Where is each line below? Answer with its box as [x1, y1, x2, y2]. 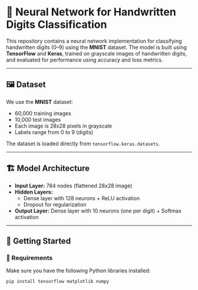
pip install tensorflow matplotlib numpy [6, 279, 110, 285]
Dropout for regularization [23, 201, 87, 208]
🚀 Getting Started [6, 236, 71, 246]
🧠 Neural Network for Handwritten [6, 5, 177, 19]
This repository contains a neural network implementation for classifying [6, 37, 182, 44]
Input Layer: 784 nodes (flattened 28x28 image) [14, 182, 133, 189]
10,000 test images [14, 116, 61, 123]
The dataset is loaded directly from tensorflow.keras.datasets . [6, 140, 160, 147]
